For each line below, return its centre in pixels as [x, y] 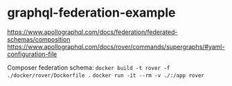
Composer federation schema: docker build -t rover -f [89, 67]
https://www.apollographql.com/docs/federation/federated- [92, 32]
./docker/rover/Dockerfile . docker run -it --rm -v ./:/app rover [106, 75]
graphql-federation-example [91, 13]
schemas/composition [39, 39]
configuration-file [32, 54]
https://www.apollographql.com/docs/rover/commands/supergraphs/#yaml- [116, 46]
